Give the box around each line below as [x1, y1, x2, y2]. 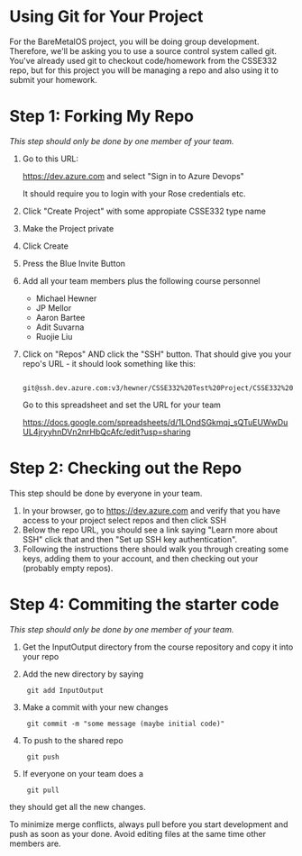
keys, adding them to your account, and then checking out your [22, 552, 259, 564]
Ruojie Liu [35, 331, 73, 341]
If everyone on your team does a [22, 768, 144, 779]
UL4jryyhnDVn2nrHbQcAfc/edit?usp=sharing [22, 426, 191, 437]
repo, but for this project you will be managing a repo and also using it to [9, 65, 279, 76]
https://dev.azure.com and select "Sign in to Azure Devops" [22, 170, 245, 181]
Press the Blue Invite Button [22, 258, 126, 269]
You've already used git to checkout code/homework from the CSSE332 [9, 55, 278, 66]
